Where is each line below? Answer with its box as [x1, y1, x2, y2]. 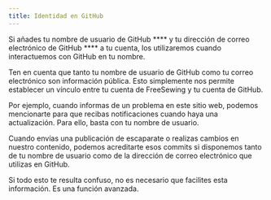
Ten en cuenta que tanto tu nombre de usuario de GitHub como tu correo [8, 67, 254, 77]
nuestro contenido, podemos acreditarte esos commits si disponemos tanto [8, 141, 262, 151]
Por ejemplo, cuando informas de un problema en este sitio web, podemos [8, 100, 259, 110]
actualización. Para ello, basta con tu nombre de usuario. [8, 117, 199, 127]
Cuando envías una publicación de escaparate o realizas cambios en [8, 133, 239, 143]
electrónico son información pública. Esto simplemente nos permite [8, 76, 234, 85]
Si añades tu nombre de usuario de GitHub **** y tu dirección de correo [8, 34, 250, 44]
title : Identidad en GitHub [8, 11, 104, 20]
